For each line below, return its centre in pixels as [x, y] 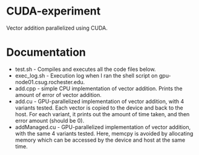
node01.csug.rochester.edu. [50, 82]
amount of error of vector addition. [58, 94]
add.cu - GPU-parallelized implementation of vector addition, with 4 [99, 101]
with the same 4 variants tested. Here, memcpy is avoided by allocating [104, 133]
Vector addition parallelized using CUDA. [57, 28]
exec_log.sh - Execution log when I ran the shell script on [86, 75]
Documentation [46, 52]
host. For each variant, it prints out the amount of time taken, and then [102, 114]
